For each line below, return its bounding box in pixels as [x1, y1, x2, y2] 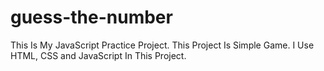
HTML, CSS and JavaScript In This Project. [10, 49, 187, 61]
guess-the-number [10, 6, 173, 29]
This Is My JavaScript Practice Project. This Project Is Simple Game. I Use [10, 39, 315, 51]
